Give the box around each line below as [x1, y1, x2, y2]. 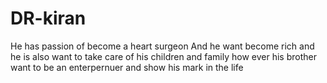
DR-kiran [10, 7, 87, 30]
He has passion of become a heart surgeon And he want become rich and [10, 40, 315, 52]
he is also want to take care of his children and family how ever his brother [10, 50, 317, 62]
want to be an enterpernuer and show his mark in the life [10, 61, 244, 73]
